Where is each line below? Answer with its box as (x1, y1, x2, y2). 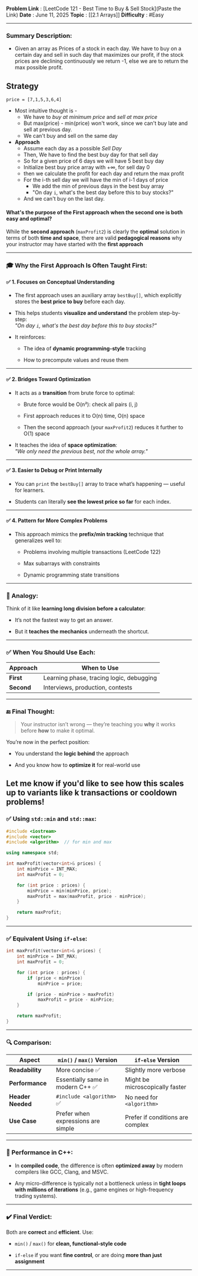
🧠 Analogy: (6, 591, 38, 600)
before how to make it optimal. (20, 727, 95, 734)
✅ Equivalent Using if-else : (6, 935, 88, 943)
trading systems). (14, 1192, 58, 1199)
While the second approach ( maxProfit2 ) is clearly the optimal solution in (6, 228, 186, 236)
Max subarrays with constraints (23, 560, 100, 567)
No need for (124, 1093, 158, 1101)
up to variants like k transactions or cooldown (6, 788, 177, 798)
